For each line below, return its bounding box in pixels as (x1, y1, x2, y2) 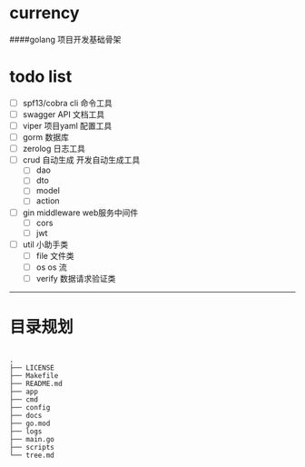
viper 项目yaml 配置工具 (22, 121, 113, 131)
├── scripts (9, 442, 54, 452)
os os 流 (35, 262, 68, 273)
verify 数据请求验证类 (35, 273, 116, 283)
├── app (9, 387, 39, 396)
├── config (9, 402, 51, 412)
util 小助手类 (22, 239, 69, 250)
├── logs (9, 426, 43, 436)
